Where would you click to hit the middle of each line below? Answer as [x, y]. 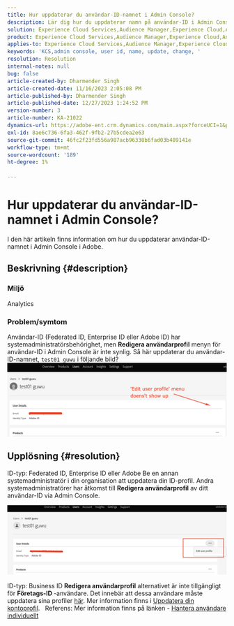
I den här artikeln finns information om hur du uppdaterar [89, 239]
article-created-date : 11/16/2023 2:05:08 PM [74, 88]
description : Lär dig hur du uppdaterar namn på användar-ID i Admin [110, 22]
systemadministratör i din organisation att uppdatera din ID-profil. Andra [110, 480]
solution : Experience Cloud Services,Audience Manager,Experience [106, 29]
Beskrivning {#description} [68, 269]
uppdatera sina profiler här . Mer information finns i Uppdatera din [101, 601]
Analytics [21, 303]
